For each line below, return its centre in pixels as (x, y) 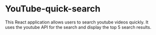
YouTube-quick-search (53, 9)
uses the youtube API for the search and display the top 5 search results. (78, 27)
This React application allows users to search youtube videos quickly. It (77, 22)
